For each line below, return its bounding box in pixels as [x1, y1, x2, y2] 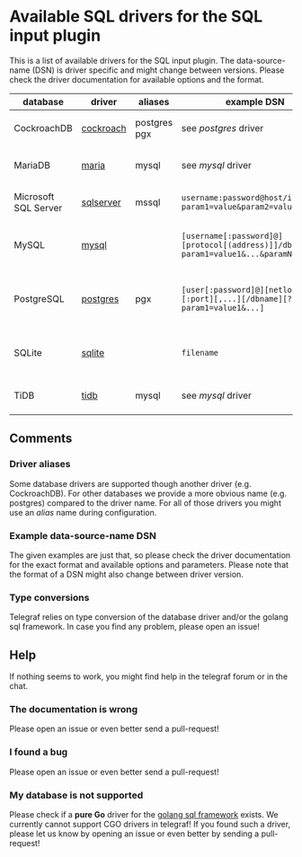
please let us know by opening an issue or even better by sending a [9, 828, 260, 839]
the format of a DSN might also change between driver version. [9, 569, 244, 579]
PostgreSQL [13, 292, 65, 305]
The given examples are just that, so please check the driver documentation [9, 550, 291, 561]
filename [181, 348, 218, 358]
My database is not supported [9, 789, 144, 801]
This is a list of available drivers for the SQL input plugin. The [9, 55, 235, 66]
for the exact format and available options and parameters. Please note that [9, 559, 289, 570]
